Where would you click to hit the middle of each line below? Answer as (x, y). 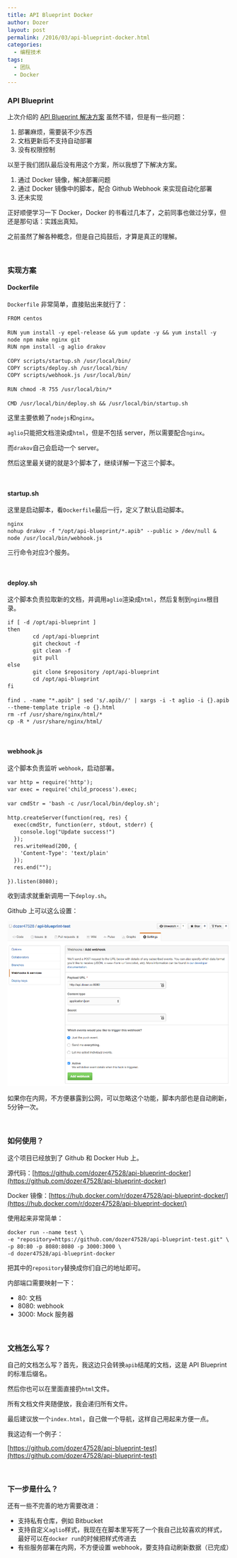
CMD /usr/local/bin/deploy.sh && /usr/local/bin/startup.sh (98, 404)
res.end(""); (33, 867)
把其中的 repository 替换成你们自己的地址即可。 (76, 1267)
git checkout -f (57, 644)
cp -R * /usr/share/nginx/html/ (55, 722)
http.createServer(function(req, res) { (68, 818)
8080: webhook (41, 1306)
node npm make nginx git (44, 340)
